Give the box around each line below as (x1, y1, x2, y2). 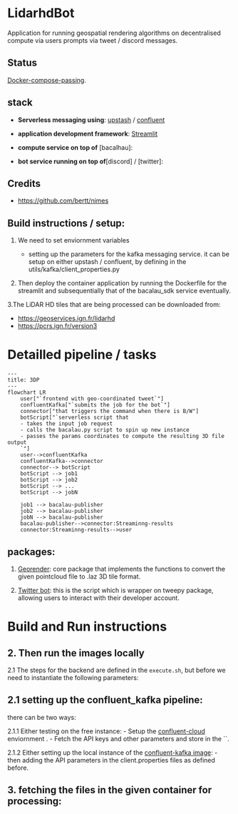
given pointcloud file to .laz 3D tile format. (17, 572, 141, 581)
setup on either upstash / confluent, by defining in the (28, 258, 187, 266)
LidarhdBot (7, 5, 75, 21)
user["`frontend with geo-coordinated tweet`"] (20, 395, 164, 402)
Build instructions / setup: (7, 217, 125, 229)
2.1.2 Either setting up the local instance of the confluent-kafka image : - (7, 748, 218, 757)
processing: (7, 795, 62, 808)
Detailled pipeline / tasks (7, 347, 157, 363)
